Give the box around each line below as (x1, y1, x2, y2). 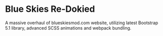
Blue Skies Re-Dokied (5, 3, 95, 15)
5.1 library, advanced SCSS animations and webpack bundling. (5, 25, 131, 31)
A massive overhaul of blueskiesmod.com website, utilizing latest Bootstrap (5, 20, 159, 26)
